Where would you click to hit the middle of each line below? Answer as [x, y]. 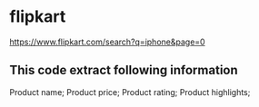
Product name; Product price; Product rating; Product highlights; [130, 92]
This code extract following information [124, 70]
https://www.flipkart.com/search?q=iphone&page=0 [108, 42]
